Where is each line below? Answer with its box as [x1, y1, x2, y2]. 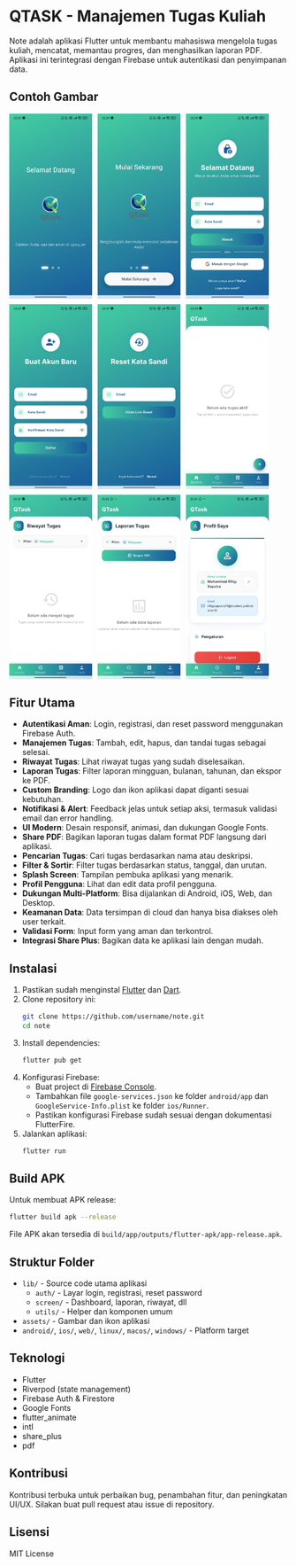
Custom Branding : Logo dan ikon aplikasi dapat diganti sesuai [21, 784, 249, 795]
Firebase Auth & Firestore [21, 1393, 115, 1404]
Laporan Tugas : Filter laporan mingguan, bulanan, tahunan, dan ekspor [21, 766, 282, 776]
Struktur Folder [9, 1254, 95, 1269]
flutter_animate [21, 1412, 77, 1422]
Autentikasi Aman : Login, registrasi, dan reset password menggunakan [21, 719, 284, 729]
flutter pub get [21, 1056, 82, 1064]
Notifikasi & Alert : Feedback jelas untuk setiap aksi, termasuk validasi [21, 804, 277, 814]
